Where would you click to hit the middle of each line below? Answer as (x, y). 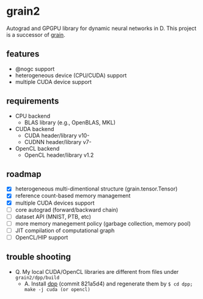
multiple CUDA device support (53, 81)
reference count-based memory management (73, 196)
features (23, 54)
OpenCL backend (37, 148)
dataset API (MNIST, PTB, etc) (53, 216)
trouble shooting (39, 257)
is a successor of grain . (36, 34)
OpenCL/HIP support (42, 237)
